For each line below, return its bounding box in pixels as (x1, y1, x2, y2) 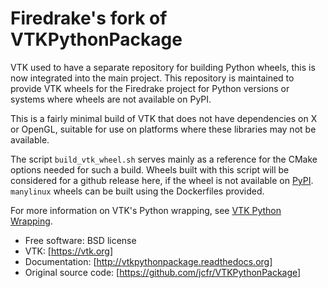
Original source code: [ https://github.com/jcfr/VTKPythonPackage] (24, 266, 302, 278)
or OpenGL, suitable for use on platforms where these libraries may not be (10, 123, 317, 135)
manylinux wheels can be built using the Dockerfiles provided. (10, 185, 265, 197)
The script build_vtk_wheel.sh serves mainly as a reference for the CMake (10, 153, 318, 165)
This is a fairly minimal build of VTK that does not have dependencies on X (10, 112, 318, 124)
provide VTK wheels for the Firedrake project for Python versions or (10, 82, 290, 94)
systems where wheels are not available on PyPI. (10, 93, 212, 105)
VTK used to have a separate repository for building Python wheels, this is (10, 61, 316, 73)
